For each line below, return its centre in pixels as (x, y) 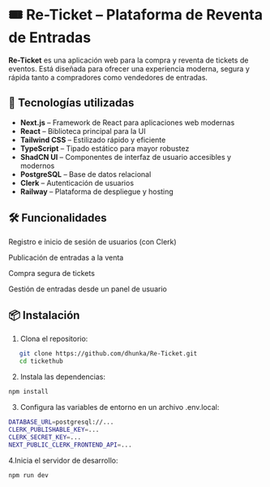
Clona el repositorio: (54, 339)
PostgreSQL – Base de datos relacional (86, 174)
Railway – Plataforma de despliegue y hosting (97, 192)
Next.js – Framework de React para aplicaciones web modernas (127, 123)
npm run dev (28, 475)
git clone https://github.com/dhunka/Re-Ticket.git (108, 354)
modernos (37, 166)
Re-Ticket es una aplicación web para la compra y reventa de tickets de (129, 60)
